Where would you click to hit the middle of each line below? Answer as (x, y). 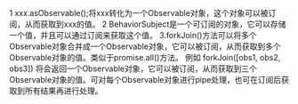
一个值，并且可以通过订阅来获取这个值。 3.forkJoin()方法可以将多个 (133, 35)
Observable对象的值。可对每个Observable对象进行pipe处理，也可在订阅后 (145, 80)
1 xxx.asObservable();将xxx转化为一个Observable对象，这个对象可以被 (139, 13)
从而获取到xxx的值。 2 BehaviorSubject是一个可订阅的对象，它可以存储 (155, 24)
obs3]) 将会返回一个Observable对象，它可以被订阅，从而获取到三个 (133, 68)
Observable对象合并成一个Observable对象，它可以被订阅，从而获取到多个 (145, 46)
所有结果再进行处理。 (64, 91)
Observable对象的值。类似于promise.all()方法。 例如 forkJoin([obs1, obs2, (145, 57)
